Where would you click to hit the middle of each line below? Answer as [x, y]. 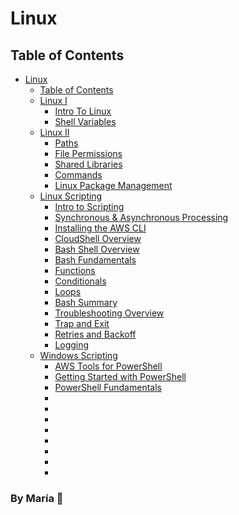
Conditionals [80, 281]
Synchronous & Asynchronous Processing [141, 217]
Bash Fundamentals [95, 260]
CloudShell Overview [98, 238]
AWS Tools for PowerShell [108, 366]
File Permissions [88, 153]
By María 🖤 [37, 498]
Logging [72, 345]
